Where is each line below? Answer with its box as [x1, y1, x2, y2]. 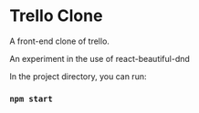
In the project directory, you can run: [9, 70, 147, 82]
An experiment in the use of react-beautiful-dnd [9, 53, 190, 64]
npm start [9, 93, 53, 104]
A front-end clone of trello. [9, 36, 110, 46]
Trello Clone [9, 5, 103, 26]
